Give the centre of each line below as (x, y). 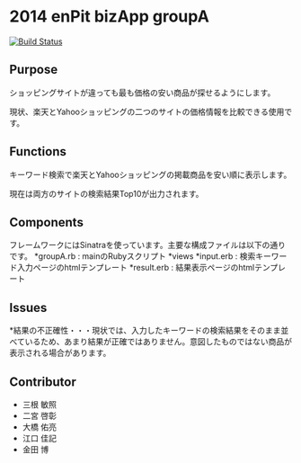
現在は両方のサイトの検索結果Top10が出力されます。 (106, 193)
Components (46, 222)
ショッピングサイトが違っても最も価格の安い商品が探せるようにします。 (142, 93)
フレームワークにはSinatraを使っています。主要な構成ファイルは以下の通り (147, 245)
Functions (38, 151)
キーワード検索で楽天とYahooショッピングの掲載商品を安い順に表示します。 (150, 174)
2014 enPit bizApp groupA (109, 17)
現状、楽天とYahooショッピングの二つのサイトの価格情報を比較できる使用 (147, 111)
